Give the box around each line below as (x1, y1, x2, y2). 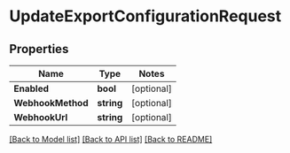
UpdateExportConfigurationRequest (9, 6, 282, 27)
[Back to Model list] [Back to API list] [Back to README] (9, 134, 213, 144)
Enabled (13, 82, 50, 95)
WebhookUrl (13, 111, 68, 123)
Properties (9, 42, 69, 57)
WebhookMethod (13, 97, 89, 109)
